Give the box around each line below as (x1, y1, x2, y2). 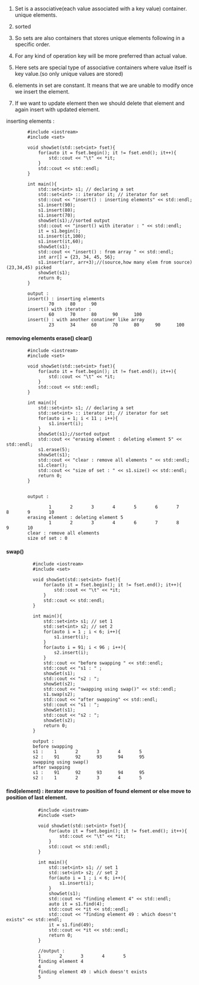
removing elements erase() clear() (6, 334, 93, 341)
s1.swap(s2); (43, 691, 76, 698)
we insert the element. (14, 88, 70, 95)
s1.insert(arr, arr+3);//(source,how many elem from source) (37, 259, 193, 265)
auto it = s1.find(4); (48, 901, 105, 907)
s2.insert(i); (53, 650, 89, 656)
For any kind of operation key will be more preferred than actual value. (14, 52, 187, 59)
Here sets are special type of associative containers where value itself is (14, 64, 192, 71)
